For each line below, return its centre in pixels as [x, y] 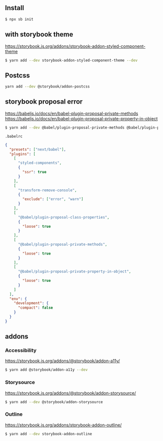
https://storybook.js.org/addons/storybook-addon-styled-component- [75, 46]
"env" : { [18, 299]
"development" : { [31, 303]
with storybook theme [39, 34]
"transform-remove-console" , [47, 190]
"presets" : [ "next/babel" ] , [38, 149]
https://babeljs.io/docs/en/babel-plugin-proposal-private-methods [72, 113]
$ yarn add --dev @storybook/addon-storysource [54, 402]
